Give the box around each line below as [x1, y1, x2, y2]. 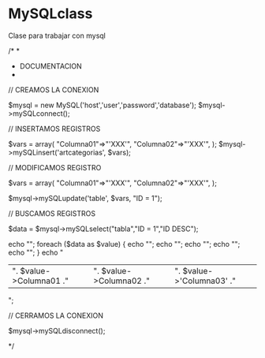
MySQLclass [8, 5, 93, 23]
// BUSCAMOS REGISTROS [8, 208, 96, 218]
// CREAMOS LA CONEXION [8, 84, 99, 95]
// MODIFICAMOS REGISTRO [8, 162, 102, 172]
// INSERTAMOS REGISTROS [8, 124, 101, 133]
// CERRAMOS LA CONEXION [8, 311, 104, 320]
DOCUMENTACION [19, 61, 83, 71]
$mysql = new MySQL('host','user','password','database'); [8, 100, 197, 110]
